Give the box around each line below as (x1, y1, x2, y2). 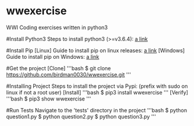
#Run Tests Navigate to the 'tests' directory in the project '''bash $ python (6, 106, 187, 114)
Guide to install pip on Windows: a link (6, 53, 100, 60)
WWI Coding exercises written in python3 (6, 24, 108, 31)
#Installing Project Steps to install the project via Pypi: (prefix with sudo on (6, 82, 188, 90)
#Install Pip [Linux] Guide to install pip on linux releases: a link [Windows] (6, 46, 185, 54)
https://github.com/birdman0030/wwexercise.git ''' (6, 71, 132, 78)
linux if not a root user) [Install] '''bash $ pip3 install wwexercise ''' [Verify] (6, 89, 189, 96)
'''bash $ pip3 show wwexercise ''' (6, 95, 91, 102)
